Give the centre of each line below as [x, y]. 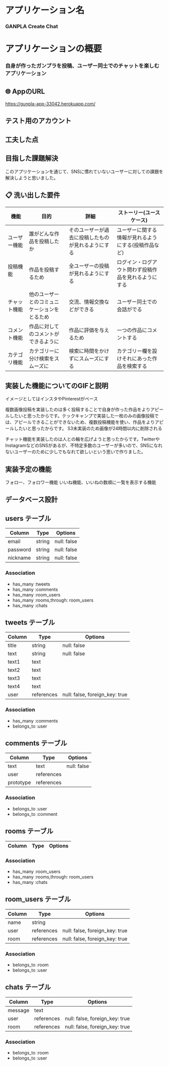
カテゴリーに [44, 351]
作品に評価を [84, 330]
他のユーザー [44, 294]
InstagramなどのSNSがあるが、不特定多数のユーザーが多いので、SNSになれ [84, 446]
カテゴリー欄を [134, 351]
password [19, 550]
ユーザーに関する [137, 230]
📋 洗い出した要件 [33, 195]
